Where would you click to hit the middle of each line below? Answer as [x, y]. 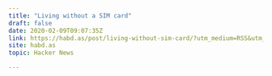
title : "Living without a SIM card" [70, 16]
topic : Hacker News [41, 53]
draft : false [30, 23]
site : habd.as [32, 46]
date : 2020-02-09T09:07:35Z [56, 30]
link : [17, 38]
